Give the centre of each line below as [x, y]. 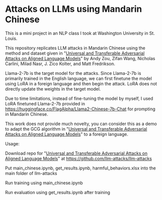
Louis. [11, 38]
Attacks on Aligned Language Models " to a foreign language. [67, 134]
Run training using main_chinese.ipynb [44, 183]
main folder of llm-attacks [31, 173]
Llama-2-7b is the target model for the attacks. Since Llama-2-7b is [73, 73]
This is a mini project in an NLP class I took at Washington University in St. [80, 33]
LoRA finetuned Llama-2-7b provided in [45, 103]
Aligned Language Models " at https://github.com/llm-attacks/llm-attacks [79, 158]
